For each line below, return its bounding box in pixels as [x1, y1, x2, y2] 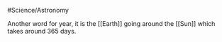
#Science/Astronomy [7, 6, 70, 14]
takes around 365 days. [7, 27, 77, 35]
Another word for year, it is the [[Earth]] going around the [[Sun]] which [7, 20, 216, 27]
